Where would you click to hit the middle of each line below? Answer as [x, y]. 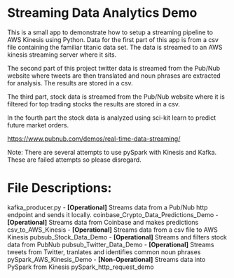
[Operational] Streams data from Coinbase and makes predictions [103, 222]
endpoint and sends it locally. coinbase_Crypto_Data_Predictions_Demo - [113, 214]
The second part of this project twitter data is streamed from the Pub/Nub [114, 68]
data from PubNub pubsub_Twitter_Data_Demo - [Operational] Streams [111, 244]
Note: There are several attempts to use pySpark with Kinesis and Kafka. [112, 152]
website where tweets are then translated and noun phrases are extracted [114, 76]
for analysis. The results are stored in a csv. [70, 83]
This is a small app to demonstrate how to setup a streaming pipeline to [110, 32]
